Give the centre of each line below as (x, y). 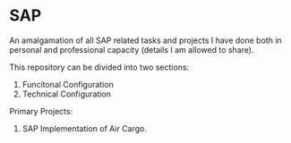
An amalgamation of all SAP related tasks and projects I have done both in (145, 40)
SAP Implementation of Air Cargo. (85, 128)
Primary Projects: (41, 111)
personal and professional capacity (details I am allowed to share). (132, 49)
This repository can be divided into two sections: (99, 67)
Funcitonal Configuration (68, 84)
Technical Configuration (67, 94)
